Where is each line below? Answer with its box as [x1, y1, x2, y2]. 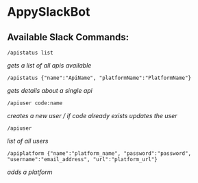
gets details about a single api [7, 87, 92, 94]
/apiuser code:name [7, 100, 63, 107]
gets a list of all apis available [7, 61, 92, 69]
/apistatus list [7, 49, 53, 56]
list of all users [7, 137, 49, 145]
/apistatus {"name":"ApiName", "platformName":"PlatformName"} [7, 74, 192, 81]
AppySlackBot [7, 4, 90, 20]
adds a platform [7, 168, 53, 176]
